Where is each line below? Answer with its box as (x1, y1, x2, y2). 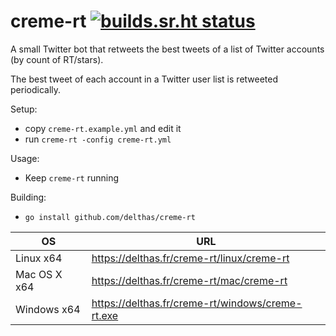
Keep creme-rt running (24, 171, 120, 184)
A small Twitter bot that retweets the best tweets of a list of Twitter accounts (10, 43, 325, 55)
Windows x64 (15, 302, 81, 316)
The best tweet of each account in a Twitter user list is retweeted (10, 73, 279, 85)
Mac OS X (15, 267, 63, 281)
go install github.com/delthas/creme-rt (24, 212, 196, 222)
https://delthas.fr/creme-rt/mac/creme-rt (91, 273, 288, 287)
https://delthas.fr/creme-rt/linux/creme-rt (91, 251, 290, 265)
